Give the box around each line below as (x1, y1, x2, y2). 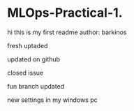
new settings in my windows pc (7, 96, 98, 104)
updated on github (7, 54, 61, 64)
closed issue (7, 68, 44, 77)
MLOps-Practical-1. (7, 5, 123, 21)
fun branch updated (7, 82, 65, 90)
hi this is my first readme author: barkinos (7, 28, 127, 36)
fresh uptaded (7, 41, 48, 50)
